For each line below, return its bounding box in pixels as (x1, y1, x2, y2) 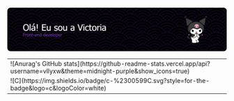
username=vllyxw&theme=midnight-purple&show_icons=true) (10, 67, 190, 75)
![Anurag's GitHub (10, 60, 63, 68)
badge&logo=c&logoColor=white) (10, 84, 107, 93)
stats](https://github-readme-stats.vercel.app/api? (63, 60, 210, 68)
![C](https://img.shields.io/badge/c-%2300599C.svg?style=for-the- (10, 77, 210, 85)
